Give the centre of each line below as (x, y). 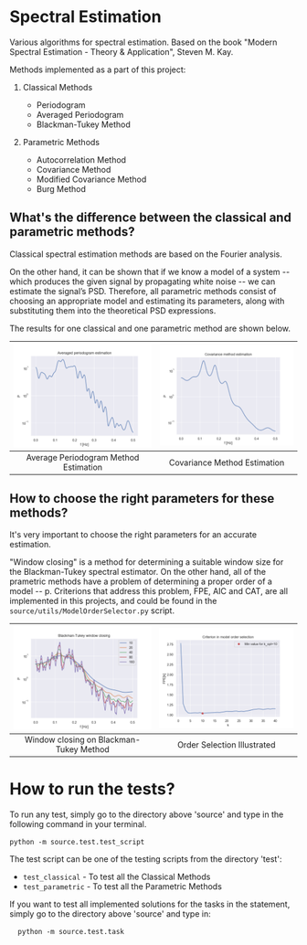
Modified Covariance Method (91, 179)
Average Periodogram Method (83, 458)
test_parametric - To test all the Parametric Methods (122, 886)
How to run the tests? (92, 789)
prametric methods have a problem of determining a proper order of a (141, 581)
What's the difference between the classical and (151, 218)
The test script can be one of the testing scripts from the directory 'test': (146, 859)
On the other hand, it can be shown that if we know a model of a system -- (150, 271)
